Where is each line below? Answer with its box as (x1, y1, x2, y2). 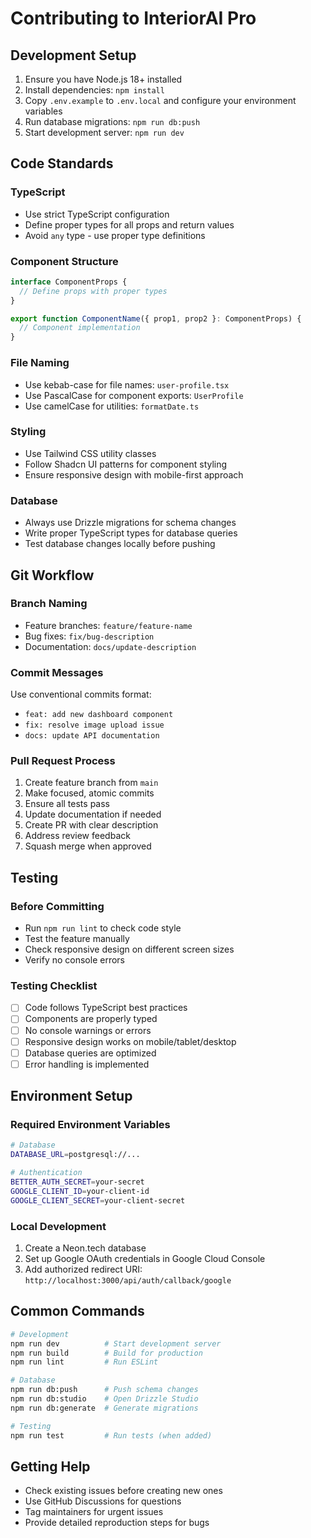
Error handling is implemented (24, 1058, 150, 1070)
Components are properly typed (24, 1013, 158, 1025)
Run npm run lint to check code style (24, 922, 182, 934)
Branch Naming (10, 597, 88, 611)
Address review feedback (24, 830, 131, 842)
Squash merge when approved (24, 840, 152, 852)
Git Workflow (10, 567, 95, 584)
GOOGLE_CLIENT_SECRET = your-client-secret (10, 1195, 186, 1206)
